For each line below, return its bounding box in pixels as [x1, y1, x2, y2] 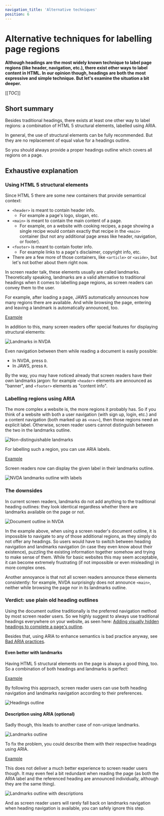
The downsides [5, 487, 43, 494]
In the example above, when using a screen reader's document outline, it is [5, 528, 157, 534]
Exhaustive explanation [5, 166, 78, 175]
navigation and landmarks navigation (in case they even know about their [5, 543, 153, 549]
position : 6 [5, 12, 29, 17]
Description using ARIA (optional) [5, 711, 75, 717]
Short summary [5, 104, 54, 113]
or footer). [19, 238, 40, 244]
